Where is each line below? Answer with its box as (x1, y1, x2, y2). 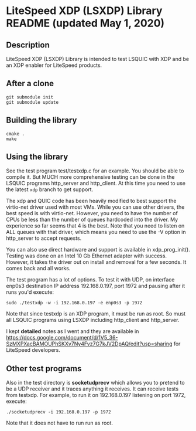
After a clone (6, 79, 54, 89)
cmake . (6, 131, 25, 137)
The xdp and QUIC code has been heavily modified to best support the (6, 198, 177, 205)
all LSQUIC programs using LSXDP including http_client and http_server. (6, 317, 180, 324)
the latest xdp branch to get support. (6, 186, 94, 193)
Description (6, 40, 50, 50)
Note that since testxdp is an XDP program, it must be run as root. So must (6, 310, 186, 317)
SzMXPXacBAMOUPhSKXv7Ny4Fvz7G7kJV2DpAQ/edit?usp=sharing (6, 340, 173, 347)
